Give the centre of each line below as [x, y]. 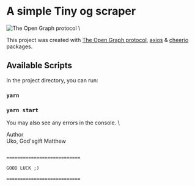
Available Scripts [39, 66]
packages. [20, 46]
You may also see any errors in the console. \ [63, 123]
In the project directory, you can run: [52, 80]
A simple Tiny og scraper [71, 11]
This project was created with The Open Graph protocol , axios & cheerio [97, 40]
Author [15, 134]
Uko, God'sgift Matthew [36, 141]
